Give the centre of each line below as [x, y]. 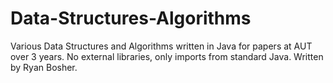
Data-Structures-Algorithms [131, 18]
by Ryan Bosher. [44, 67]
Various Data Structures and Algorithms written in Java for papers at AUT [161, 46]
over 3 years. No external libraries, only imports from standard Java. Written [167, 56]
